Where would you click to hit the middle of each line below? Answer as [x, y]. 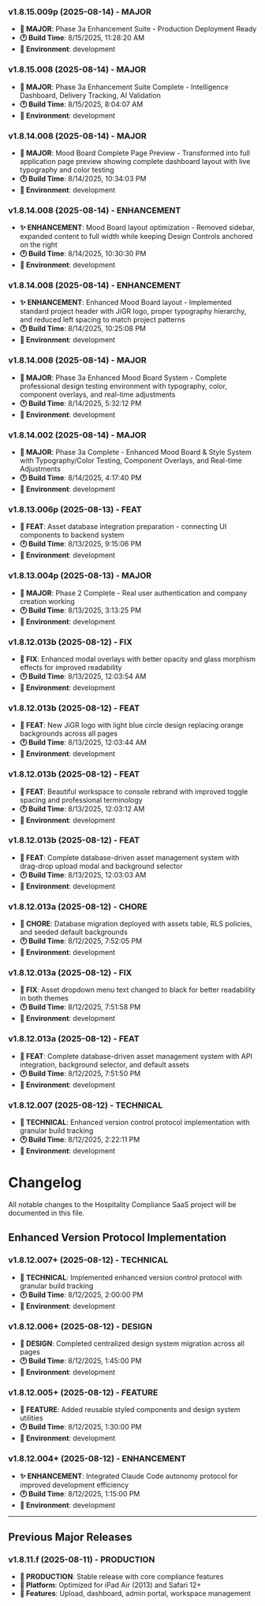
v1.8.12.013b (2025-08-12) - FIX [70, 642]
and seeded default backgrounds [73, 932]
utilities [31, 1418]
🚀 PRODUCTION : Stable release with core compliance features [121, 1577]
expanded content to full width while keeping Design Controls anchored [136, 237]
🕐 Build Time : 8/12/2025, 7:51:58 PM [80, 1007]
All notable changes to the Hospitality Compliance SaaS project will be [122, 1204]
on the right [38, 245]
